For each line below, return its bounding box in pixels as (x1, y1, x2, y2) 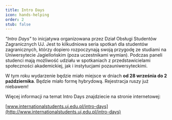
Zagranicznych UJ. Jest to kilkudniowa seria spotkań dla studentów (5, 41, 148, 47)
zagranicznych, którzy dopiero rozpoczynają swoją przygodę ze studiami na (5, 46, 167, 53)
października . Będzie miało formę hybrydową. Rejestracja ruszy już (5, 78, 149, 84)
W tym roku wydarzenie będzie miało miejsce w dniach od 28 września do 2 (5, 73, 167, 79)
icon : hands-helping (5, 12, 50, 17)
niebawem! (5, 84, 29, 90)
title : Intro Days (5, 7, 45, 13)
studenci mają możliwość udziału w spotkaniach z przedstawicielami (5, 57, 150, 64)
